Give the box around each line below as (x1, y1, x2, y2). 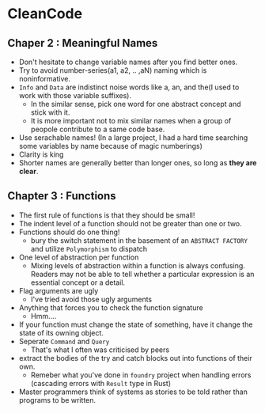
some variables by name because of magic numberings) (18, 142, 203, 150)
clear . (18, 167, 39, 176)
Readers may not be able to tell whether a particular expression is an (30, 269, 255, 278)
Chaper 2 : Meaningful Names (7, 36, 158, 50)
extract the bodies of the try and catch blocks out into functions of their (18, 353, 252, 362)
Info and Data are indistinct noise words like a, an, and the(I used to (18, 82, 240, 92)
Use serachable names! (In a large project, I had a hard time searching (18, 133, 248, 142)
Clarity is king (18, 150, 64, 159)
